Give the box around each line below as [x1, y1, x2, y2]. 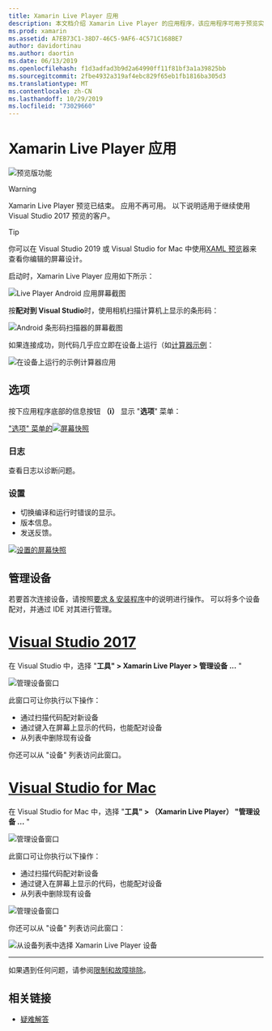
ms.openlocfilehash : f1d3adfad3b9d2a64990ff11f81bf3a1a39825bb [8, 65, 227, 73]
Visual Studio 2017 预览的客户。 [8, 211, 115, 221]
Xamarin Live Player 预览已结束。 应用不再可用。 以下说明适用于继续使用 [8, 201, 251, 211]
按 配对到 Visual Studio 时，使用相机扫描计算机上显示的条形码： [8, 305, 219, 316]
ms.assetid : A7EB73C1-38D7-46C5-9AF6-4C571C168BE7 [8, 34, 183, 43]
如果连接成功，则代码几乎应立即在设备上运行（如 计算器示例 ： [8, 340, 215, 350]
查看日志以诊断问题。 [8, 466, 79, 475]
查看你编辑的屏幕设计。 [8, 254, 87, 264]
